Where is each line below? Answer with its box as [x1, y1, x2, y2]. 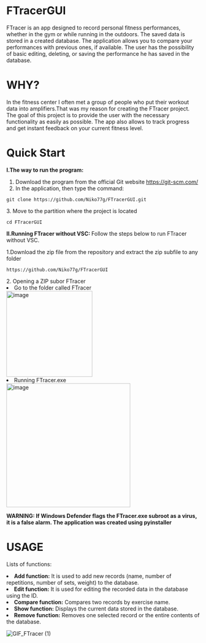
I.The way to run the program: [6, 166, 84, 174]
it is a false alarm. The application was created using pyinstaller [6, 518, 172, 526]
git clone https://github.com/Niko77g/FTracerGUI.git [6, 196, 147, 202]
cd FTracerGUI [6, 219, 43, 225]
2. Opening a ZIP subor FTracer [6, 277, 86, 285]
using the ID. [6, 591, 39, 599]
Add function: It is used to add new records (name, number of [14, 572, 172, 580]
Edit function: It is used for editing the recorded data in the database [14, 585, 188, 593]
